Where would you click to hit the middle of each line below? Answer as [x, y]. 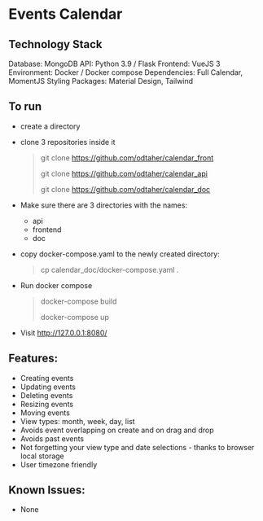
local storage [42, 456]
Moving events [45, 413]
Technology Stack [55, 44]
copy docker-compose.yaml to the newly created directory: [120, 254]
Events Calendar [66, 14]
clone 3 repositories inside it [68, 142]
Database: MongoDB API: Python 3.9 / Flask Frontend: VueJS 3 [114, 63]
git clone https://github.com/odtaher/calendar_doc [125, 189]
